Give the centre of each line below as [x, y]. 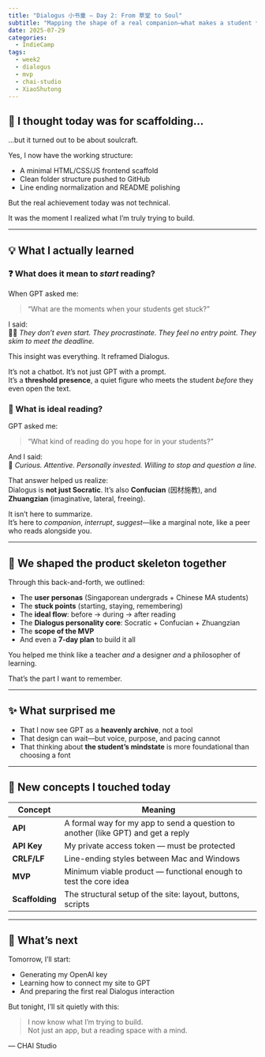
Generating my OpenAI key [63, 975]
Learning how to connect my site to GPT [85, 983]
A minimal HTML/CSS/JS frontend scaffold [89, 171]
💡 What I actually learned [71, 250]
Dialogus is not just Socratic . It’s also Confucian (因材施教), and [112, 490]
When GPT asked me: [43, 293]
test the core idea [97, 881]
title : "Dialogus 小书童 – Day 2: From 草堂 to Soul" [95, 15]
